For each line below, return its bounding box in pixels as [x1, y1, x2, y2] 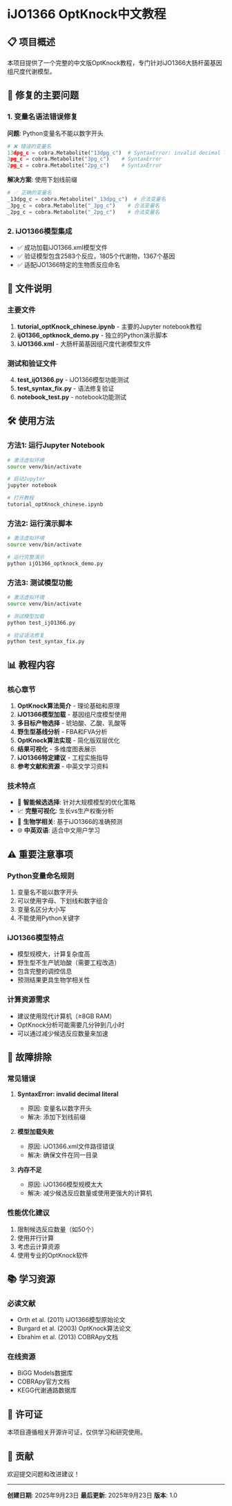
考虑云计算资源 [17, 1242, 60, 1251]
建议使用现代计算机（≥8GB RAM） [17, 1011, 116, 1020]
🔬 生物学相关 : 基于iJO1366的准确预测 [17, 818, 123, 826]
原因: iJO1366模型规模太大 [27, 1180, 104, 1188]
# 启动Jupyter [7, 475, 46, 483]
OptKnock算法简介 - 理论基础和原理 [17, 701, 120, 710]
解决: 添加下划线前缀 [27, 1113, 86, 1121]
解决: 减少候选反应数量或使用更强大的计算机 [27, 1189, 153, 1197]
